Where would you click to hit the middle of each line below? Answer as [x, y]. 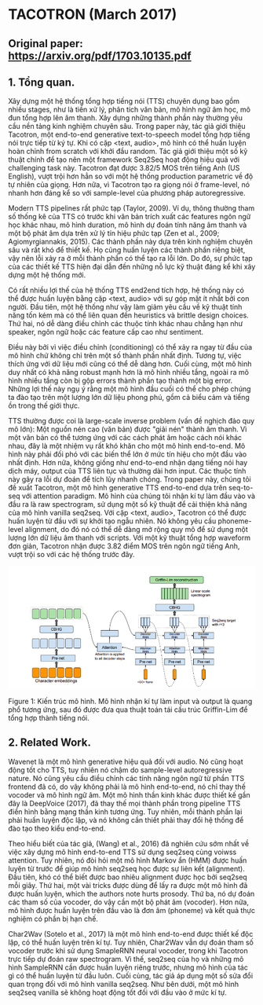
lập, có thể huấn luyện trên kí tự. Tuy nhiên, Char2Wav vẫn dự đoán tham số [131, 942]
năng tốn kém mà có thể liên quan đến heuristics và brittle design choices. [128, 315]
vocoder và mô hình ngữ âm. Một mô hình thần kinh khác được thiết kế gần [129, 794]
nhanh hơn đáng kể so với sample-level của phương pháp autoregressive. [127, 193]
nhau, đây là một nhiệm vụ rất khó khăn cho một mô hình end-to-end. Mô [127, 446]
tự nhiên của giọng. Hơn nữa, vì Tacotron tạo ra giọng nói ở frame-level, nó [129, 185]
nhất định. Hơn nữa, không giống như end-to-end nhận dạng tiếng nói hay [128, 463]
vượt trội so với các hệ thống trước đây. [71, 555]
